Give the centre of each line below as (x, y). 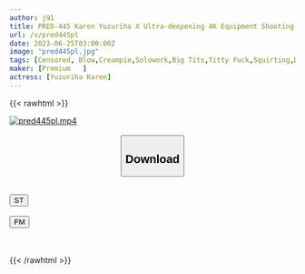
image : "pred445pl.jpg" (54, 52)
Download (152, 159)
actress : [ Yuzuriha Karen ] (60, 77)
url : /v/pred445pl (44, 35)
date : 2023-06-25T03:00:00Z (63, 43)
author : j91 (32, 18)
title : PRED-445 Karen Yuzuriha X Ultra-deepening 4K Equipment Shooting (152, 26)
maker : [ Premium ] (49, 69)
